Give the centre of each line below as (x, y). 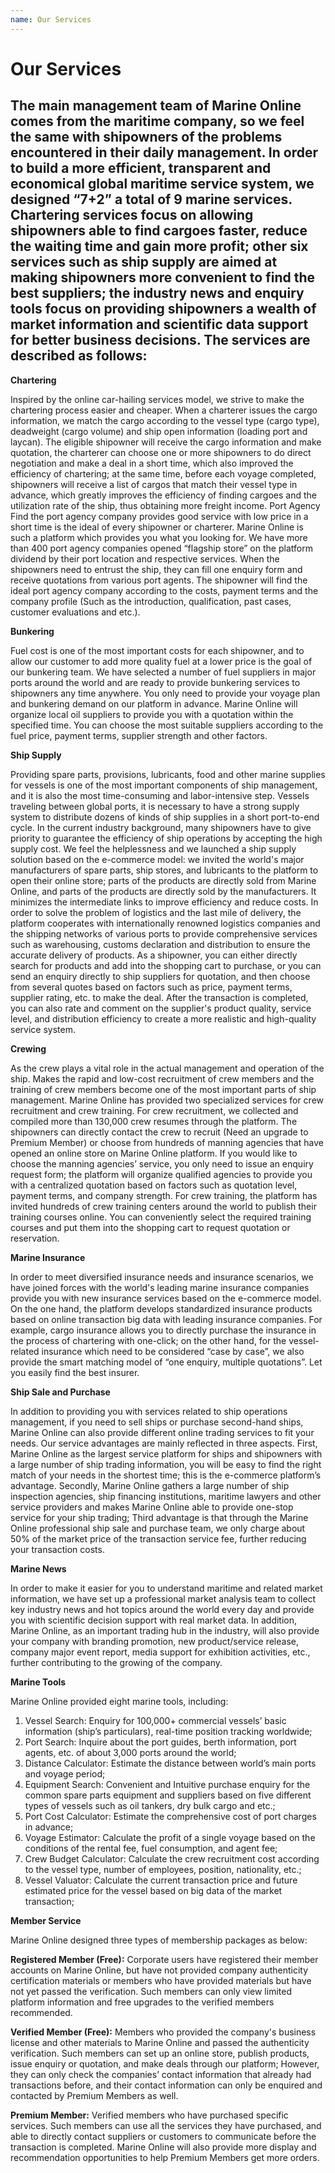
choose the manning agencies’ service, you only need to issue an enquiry (162, 1163)
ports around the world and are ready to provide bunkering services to (155, 682)
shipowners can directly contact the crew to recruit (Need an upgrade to (159, 1132)
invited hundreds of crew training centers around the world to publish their (163, 1206)
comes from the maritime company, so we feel (157, 121)
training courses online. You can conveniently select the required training (161, 1217)
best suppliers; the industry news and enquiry (157, 293)
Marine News (38, 1568)
